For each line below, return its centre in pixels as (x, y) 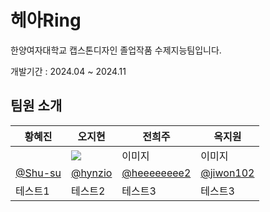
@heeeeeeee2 (156, 173)
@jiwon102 (227, 173)
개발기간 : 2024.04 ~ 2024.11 (68, 71)
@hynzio (91, 173)
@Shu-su (38, 173)
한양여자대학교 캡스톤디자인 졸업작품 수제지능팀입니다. (116, 50)
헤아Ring (46, 20)
